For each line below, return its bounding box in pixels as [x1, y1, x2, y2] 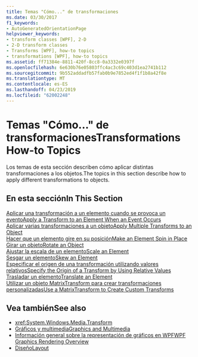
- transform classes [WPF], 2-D [6, 37, 86, 43]
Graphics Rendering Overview [14, 338, 89, 345]
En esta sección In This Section [6, 193, 123, 204]
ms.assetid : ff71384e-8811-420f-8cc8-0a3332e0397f [6, 59, 135, 65]
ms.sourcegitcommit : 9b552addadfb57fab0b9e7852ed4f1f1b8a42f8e [6, 70, 167, 76]
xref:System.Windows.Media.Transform [14, 319, 113, 326]
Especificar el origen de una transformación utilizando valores [6, 260, 159, 267]
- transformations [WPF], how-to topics [6, 53, 109, 59]
